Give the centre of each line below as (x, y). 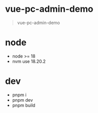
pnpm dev (22, 100)
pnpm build (24, 105)
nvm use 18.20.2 (29, 61)
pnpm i (19, 95)
